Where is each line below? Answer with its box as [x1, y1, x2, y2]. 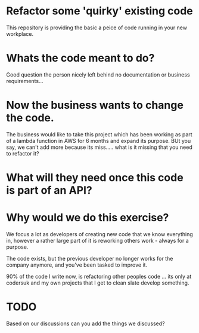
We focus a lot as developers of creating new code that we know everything [6, 230, 194, 237]
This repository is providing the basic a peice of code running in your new [6, 24, 188, 31]
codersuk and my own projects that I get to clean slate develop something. [6, 279, 189, 286]
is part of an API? [6, 184, 92, 197]
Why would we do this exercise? [6, 211, 169, 225]
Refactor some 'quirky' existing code [6, 4, 194, 18]
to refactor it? [6, 149, 39, 157]
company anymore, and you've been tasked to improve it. [6, 261, 148, 268]
